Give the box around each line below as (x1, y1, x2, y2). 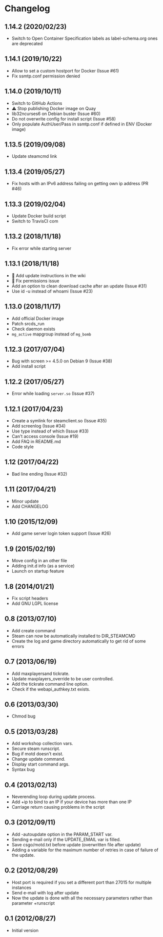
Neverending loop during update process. (11, 794, 96, 800)
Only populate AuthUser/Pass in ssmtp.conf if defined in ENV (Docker (11, 121, 152, 127)
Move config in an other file (11, 558, 67, 564)
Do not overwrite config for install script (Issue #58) (11, 116, 116, 121)
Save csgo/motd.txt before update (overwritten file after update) (11, 841, 141, 847)
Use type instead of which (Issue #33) (11, 428, 89, 434)
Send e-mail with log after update (11, 889, 79, 895)
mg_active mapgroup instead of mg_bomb (11, 331, 91, 337)
